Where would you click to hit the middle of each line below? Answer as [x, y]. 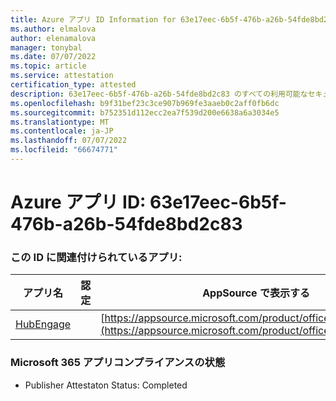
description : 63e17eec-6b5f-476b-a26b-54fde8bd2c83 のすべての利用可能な [159, 94]
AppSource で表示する [256, 293]
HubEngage [43, 324]
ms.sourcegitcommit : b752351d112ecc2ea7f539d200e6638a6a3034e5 [145, 112]
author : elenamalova [53, 38]
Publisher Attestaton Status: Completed [106, 385]
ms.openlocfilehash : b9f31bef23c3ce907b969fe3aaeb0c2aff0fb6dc [145, 103]
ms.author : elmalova [53, 29]
